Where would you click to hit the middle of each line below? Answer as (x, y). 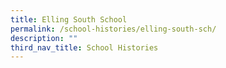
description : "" (44, 38)
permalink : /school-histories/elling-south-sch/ (113, 29)
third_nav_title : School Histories (84, 47)
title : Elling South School (69, 19)
